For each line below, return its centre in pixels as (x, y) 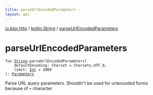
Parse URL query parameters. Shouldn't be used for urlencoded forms (76, 83)
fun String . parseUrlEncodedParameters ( (46, 61)
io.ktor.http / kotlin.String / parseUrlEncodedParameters (62, 28)
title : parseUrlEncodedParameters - (43, 10)
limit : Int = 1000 (33, 70)
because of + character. (29, 89)
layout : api (17, 14)
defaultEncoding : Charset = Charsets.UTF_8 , (60, 65)
